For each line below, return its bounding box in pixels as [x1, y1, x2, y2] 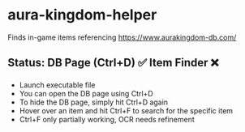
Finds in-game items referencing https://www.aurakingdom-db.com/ [7, 32, 237, 42]
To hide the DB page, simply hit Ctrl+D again [19, 97, 168, 107]
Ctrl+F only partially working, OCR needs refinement [19, 115, 196, 125]
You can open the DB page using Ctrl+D [19, 89, 153, 99]
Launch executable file [19, 80, 96, 90]
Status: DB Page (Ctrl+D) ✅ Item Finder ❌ [7, 56, 220, 70]
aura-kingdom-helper [7, 6, 157, 24]
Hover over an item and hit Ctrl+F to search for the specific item [19, 106, 233, 116]
